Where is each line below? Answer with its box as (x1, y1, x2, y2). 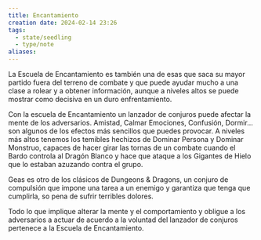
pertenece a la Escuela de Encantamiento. (8, 224, 144, 232)
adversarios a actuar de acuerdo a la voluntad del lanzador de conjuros (8, 215, 238, 224)
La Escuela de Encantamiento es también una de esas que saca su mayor (8, 70, 245, 78)
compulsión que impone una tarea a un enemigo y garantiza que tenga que (8, 184, 251, 192)
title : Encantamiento (8, 11, 79, 20)
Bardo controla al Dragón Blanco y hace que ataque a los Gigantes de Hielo (8, 151, 252, 161)
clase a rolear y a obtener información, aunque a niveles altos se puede (8, 86, 239, 95)
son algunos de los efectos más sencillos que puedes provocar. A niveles (8, 126, 245, 136)
